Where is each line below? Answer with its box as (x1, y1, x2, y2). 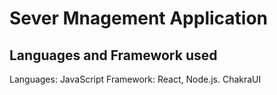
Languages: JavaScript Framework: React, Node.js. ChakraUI (9, 73, 262, 85)
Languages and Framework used (9, 47, 218, 64)
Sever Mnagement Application (9, 7, 269, 30)
